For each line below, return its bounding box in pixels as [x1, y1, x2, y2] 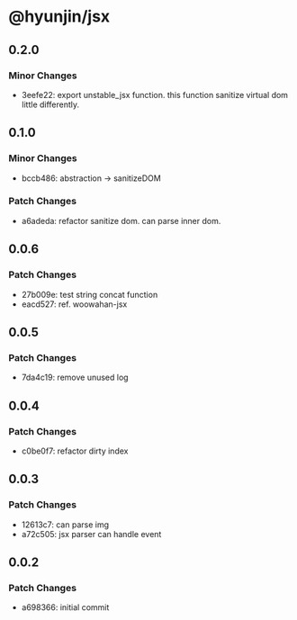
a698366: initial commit [21, 602, 110, 613]
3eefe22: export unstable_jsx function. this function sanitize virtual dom [21, 89, 289, 100]
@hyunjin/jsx [8, 6, 111, 27]
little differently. [21, 99, 80, 110]
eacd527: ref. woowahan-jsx [21, 299, 128, 310]
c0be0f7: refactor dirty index [21, 445, 129, 456]
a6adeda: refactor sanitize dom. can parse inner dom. [21, 215, 221, 226]
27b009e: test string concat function [21, 289, 158, 300]
